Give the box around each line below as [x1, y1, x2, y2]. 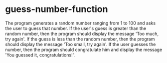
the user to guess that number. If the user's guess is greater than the [5, 25, 147, 31]
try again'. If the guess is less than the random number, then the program [5, 36, 155, 42]
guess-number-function [5, 3, 108, 15]
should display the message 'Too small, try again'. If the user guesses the [5, 41, 156, 47]
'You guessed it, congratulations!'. [5, 51, 75, 58]
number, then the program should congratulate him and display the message [5, 46, 163, 52]
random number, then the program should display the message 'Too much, [5, 30, 159, 36]
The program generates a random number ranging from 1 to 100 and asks [5, 20, 156, 26]
